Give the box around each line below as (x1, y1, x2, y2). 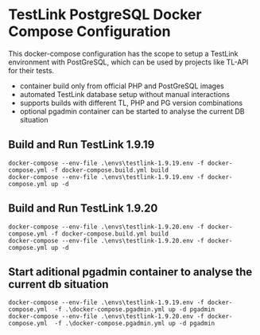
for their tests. (8, 65, 54, 75)
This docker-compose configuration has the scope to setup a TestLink (8, 49, 239, 58)
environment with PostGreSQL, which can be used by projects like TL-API (8, 57, 249, 67)
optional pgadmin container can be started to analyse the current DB (19, 106, 245, 116)
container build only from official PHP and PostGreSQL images (19, 81, 225, 91)
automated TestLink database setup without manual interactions (19, 89, 231, 99)
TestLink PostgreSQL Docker (8, 6, 202, 24)
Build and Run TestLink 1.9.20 (8, 201, 158, 216)
